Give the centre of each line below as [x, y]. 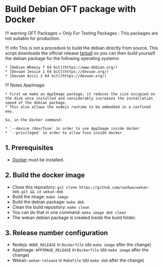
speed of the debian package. [36, 103]
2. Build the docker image [45, 175]
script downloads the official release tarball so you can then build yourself [80, 53]
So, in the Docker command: [34, 120]
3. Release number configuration [57, 233]
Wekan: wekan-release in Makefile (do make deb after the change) [78, 260]
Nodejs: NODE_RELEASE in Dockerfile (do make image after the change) [82, 245]
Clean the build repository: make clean [51, 207]
